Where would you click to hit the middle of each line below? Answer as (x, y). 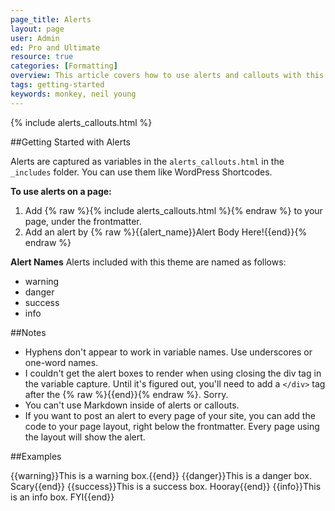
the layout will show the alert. (85, 437)
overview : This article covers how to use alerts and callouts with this (167, 76)
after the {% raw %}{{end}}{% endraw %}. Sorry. (126, 394)
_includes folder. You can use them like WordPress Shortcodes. (141, 172)
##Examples (36, 456)
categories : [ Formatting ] (64, 66)
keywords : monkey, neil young (73, 94)
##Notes (28, 332)
